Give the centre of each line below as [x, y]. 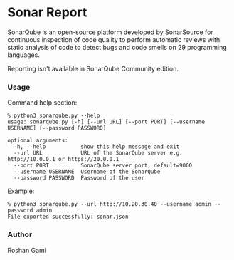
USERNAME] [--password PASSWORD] [57, 128]
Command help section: [42, 103]
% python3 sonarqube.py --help [54, 116]
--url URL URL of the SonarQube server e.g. [98, 153]
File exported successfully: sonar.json [68, 217]
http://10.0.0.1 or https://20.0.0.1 [63, 160]
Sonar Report [47, 12]
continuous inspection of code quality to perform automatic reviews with [114, 39]
